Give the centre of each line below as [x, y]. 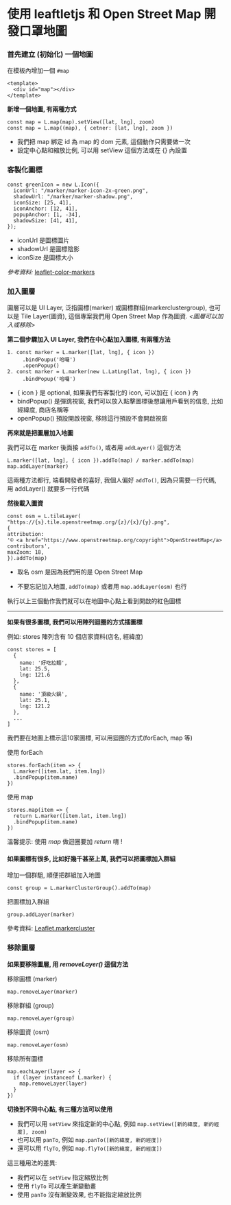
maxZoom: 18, [26, 552]
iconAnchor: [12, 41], [46, 209]
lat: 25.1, [35, 701]
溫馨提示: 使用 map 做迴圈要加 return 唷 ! [65, 842]
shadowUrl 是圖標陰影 [48, 248]
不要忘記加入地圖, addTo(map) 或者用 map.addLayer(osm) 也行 [102, 587]
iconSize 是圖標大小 [45, 257]
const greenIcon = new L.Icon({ [53, 185]
